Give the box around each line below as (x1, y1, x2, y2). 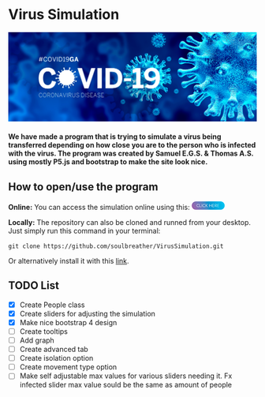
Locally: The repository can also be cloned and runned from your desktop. (8, 217, 251, 227)
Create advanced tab (19, 345, 88, 354)
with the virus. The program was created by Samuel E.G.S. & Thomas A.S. (8, 148, 254, 159)
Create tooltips (19, 326, 69, 336)
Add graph (19, 335, 55, 345)
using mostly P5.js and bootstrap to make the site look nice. (8, 157, 208, 167)
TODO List (8, 279, 59, 293)
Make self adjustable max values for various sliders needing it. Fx (19, 371, 233, 380)
